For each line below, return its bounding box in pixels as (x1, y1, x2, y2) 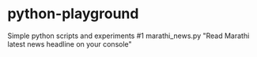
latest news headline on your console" (7, 39, 132, 48)
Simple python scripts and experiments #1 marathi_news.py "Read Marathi (7, 31, 250, 40)
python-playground (7, 5, 139, 23)
